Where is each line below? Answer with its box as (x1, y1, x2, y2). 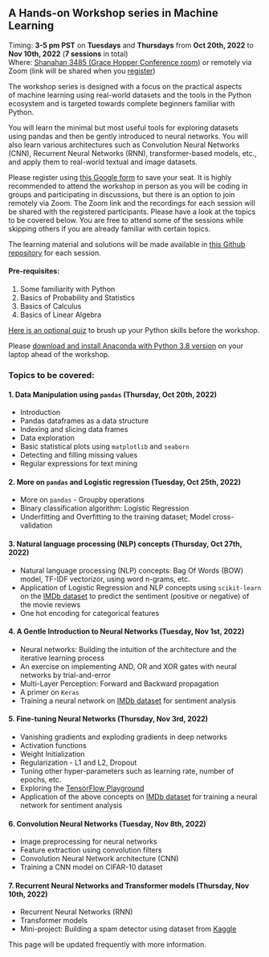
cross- (212, 512, 234, 522)
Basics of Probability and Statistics (19, 293, 135, 302)
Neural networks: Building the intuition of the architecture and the (19, 644, 237, 654)
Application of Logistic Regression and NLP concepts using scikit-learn (19, 582, 262, 592)
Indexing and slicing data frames (19, 425, 128, 434)
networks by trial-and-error (19, 670, 111, 680)
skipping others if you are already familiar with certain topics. (8, 224, 211, 233)
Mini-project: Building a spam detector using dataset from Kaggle (19, 924, 237, 934)
